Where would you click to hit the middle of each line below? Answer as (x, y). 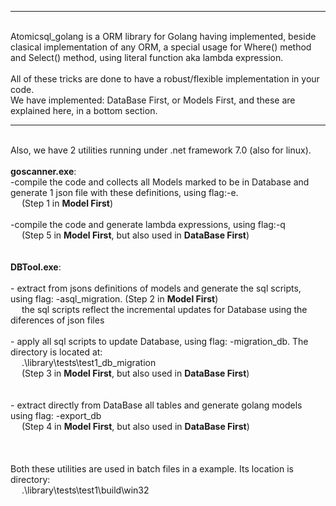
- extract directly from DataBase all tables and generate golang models (156, 405)
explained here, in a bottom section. (84, 110)
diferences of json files (57, 320)
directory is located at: (56, 352)
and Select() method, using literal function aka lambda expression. (147, 57)
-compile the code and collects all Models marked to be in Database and (160, 182)
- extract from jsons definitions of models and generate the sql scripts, (156, 288)
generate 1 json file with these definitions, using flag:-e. (124, 192)
